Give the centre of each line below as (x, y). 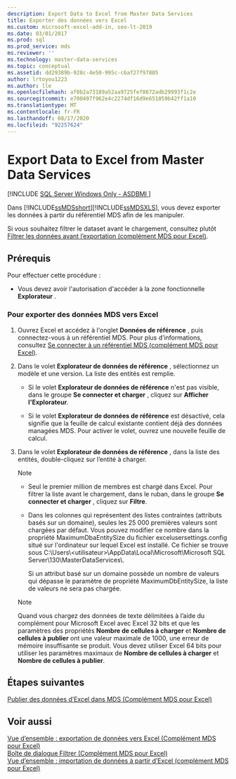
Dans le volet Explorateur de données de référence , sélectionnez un (118, 366)
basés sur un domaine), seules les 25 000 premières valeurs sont (123, 522)
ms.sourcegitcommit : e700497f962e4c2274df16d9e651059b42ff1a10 (102, 99)
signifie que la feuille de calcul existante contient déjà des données (125, 423)
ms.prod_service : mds (39, 46)
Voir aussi (29, 721)
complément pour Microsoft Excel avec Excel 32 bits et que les (109, 623)
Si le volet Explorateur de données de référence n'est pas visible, (124, 387)
